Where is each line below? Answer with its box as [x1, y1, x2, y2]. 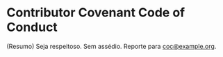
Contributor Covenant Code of [6, 5, 185, 21]
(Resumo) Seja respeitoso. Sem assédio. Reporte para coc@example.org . [6, 42, 217, 50]
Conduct [6, 19, 58, 35]
